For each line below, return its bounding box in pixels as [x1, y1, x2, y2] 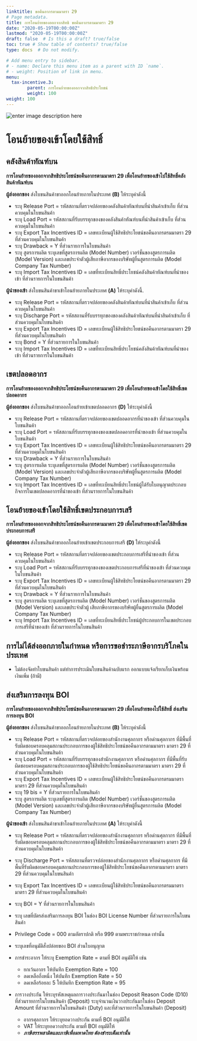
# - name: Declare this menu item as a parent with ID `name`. [6, 63, 165, 69]
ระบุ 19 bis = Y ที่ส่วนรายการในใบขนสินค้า [14, 789, 100, 796]
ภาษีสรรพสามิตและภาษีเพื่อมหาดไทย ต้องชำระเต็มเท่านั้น [23, 1029, 131, 1036]
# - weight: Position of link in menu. [6, 68, 104, 74]
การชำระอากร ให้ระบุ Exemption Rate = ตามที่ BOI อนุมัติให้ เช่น [14, 954, 147, 961]
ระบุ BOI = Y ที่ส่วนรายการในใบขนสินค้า [14, 900, 95, 907]
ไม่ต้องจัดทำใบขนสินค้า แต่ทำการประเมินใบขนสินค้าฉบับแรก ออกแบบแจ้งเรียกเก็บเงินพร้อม [14, 666, 189, 673]
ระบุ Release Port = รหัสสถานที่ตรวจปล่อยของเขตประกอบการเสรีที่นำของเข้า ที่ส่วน [14, 551, 179, 558]
